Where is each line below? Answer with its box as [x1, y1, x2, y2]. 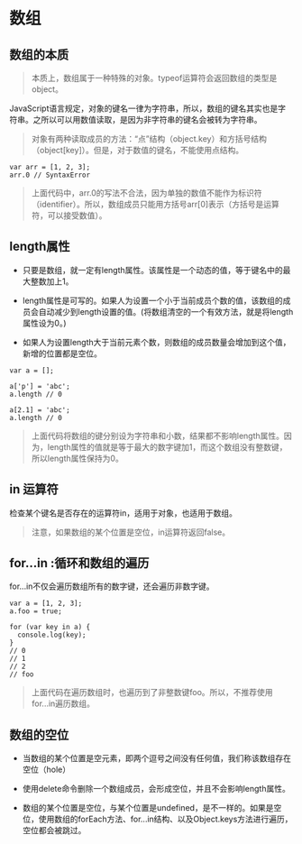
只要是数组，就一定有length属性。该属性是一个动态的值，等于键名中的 [22, 264, 284, 275]
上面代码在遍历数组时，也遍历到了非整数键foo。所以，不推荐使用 [31, 687, 273, 698]
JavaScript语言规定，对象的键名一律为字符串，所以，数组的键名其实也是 [9, 103, 279, 114]
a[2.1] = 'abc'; [9, 405, 70, 415]
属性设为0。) [22, 317, 67, 328]
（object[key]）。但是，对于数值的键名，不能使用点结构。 [31, 145, 244, 155]
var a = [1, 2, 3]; [9, 599, 83, 609]
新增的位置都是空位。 [22, 348, 102, 359]
